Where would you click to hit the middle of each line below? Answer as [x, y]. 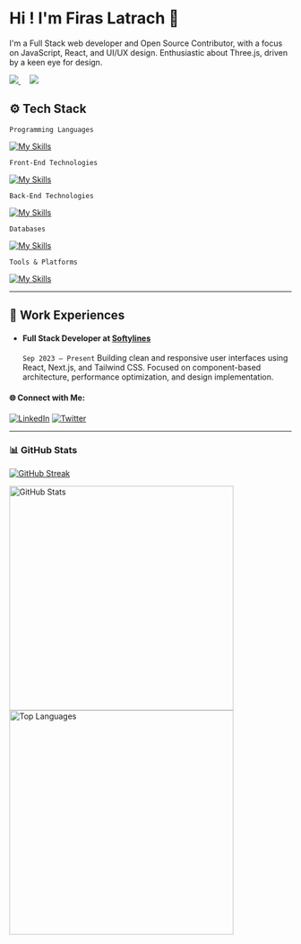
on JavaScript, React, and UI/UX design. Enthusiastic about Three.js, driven [149, 52]
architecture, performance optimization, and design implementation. [148, 377]
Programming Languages [52, 129]
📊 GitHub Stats [43, 450]
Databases [28, 229]
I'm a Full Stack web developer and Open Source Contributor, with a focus [146, 43]
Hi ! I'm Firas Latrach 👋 [94, 18]
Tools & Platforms [43, 262]
